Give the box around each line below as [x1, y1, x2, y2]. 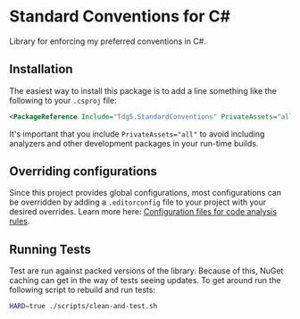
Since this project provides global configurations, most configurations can [9, 188, 281, 198]
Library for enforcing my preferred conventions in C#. [9, 36, 207, 46]
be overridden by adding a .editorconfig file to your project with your [9, 197, 267, 207]
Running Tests [9, 241, 91, 256]
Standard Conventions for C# [9, 6, 230, 27]
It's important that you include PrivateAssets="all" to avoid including [9, 128, 265, 139]
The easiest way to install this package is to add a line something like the [9, 85, 277, 96]
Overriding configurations [9, 164, 158, 180]
